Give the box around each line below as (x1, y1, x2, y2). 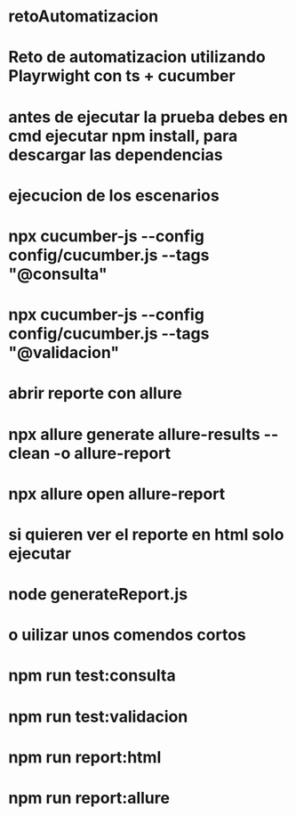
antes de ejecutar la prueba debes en (8, 107, 288, 126)
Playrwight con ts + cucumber (8, 66, 236, 86)
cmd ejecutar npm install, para (8, 126, 238, 146)
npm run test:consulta (8, 665, 176, 686)
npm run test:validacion (8, 706, 188, 727)
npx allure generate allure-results (8, 424, 260, 445)
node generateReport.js (8, 584, 188, 605)
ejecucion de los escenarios (8, 185, 220, 206)
